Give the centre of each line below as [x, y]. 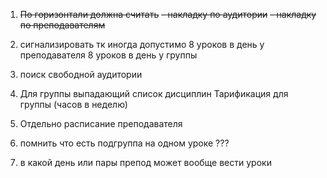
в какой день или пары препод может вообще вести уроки [145, 162]
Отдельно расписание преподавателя [101, 123]
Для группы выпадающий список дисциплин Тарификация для [154, 93]
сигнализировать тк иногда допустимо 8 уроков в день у [142, 44]
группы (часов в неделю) [73, 104]
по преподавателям [62, 25]
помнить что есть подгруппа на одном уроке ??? [124, 143]
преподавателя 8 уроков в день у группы [108, 55]
